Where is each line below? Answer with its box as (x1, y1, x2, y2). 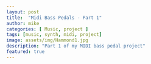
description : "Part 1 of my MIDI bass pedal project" (6, 43, 146, 49)
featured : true (6, 49, 45, 55)
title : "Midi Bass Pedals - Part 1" (6, 15, 102, 21)
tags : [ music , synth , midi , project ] (6, 32, 102, 38)
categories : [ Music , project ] (6, 26, 88, 32)
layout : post (6, 9, 40, 15)
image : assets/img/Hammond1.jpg (6, 37, 88, 43)
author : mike (6, 20, 40, 26)
